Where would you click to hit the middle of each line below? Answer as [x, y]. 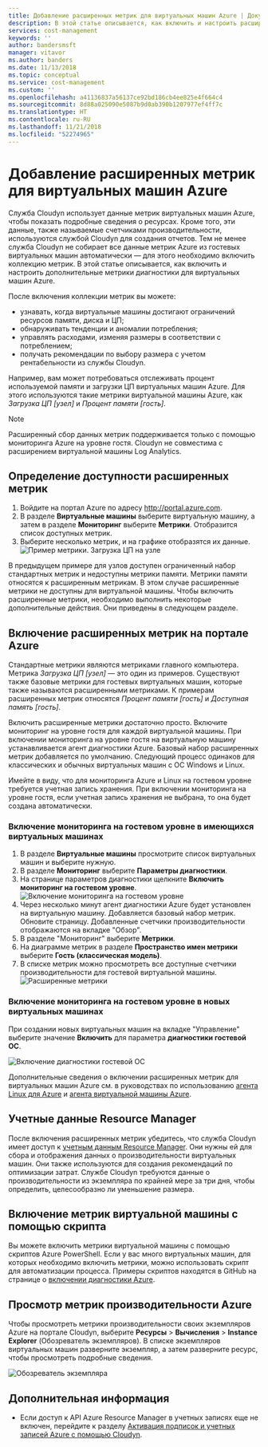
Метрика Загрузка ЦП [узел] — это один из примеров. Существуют [124, 673]
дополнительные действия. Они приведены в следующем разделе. [123, 608]
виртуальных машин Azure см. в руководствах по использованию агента [133, 1085]
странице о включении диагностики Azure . [82, 1279]
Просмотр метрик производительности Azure [130, 1305]
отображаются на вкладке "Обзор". [81, 930]
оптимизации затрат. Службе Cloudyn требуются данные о [109, 1172]
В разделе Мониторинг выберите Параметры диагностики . [123, 871]
